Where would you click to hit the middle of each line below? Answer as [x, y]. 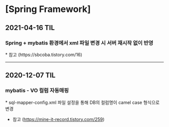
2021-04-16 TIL [30, 28]
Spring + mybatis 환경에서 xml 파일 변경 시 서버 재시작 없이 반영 [79, 42]
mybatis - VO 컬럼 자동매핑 [37, 90]
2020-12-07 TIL [30, 75]
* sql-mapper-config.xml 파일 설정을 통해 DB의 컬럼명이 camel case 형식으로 [82, 102]
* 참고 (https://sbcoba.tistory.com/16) [44, 54]
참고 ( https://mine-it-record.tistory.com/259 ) [58, 119]
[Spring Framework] [48, 9]
